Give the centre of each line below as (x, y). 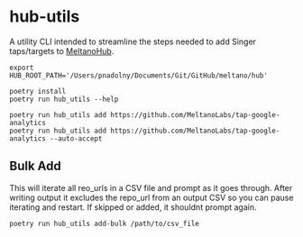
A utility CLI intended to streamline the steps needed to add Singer (133, 41)
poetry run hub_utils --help (64, 99)
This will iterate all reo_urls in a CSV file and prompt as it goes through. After (151, 187)
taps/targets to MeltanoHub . (62, 50)
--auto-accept (76, 138)
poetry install (38, 91)
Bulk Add (35, 166)
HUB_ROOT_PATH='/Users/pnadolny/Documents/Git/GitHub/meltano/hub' (139, 75)
